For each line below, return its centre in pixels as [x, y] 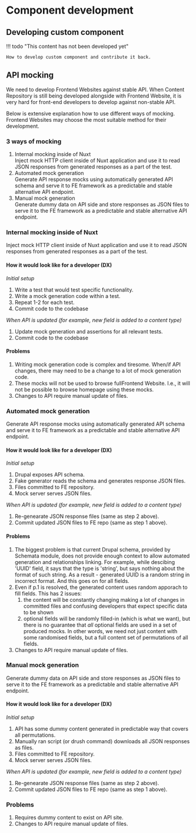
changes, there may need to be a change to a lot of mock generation [98, 371]
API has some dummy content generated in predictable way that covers [101, 729]
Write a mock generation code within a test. [67, 296]
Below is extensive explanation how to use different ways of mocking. [91, 114]
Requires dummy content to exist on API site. [69, 818]
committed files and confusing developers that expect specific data [105, 606]
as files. [24, 748]
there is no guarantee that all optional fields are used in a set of [100, 625]
